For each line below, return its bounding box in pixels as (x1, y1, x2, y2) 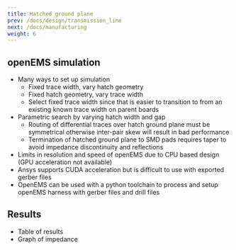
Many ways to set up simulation (17, 75, 111, 84)
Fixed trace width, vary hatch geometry (28, 83, 144, 91)
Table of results (17, 227, 64, 236)
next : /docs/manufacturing (7, 23, 87, 30)
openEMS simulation (7, 56, 101, 68)
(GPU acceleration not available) (17, 158, 113, 166)
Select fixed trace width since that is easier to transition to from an (28, 98, 223, 106)
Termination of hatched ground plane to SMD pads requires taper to (28, 135, 227, 144)
